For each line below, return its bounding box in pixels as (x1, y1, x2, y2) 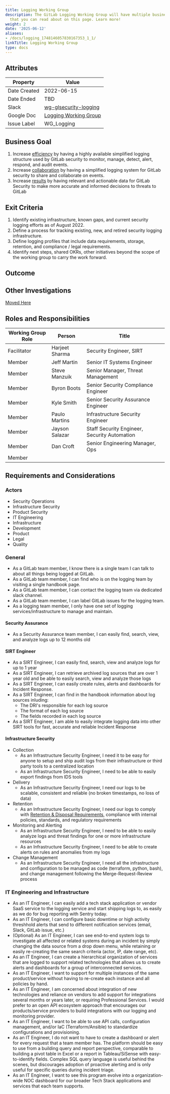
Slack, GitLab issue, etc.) (12, 927, 65, 933)
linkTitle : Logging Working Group (5, 40, 78, 46)
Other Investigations (5, 286, 72, 295)
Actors (5, 487, 23, 494)
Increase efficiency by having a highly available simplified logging (12, 151, 150, 157)
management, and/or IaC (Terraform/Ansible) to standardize (12, 1024, 138, 1030)
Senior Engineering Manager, (87, 440, 156, 447)
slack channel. (12, 592, 43, 598)
